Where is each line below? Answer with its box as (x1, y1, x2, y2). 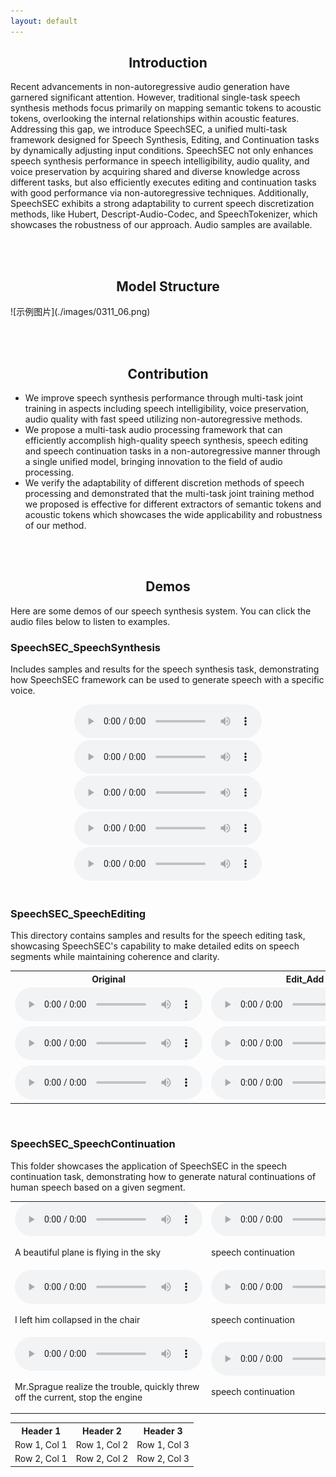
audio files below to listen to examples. (10, 615, 171, 627)
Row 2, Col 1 (14, 1453, 68, 1465)
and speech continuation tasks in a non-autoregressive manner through (24, 445, 321, 457)
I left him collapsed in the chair (14, 1313, 141, 1325)
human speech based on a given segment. (10, 1181, 186, 1193)
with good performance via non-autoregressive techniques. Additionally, (10, 187, 309, 199)
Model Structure (116, 278, 220, 295)
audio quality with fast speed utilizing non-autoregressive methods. (24, 413, 303, 425)
